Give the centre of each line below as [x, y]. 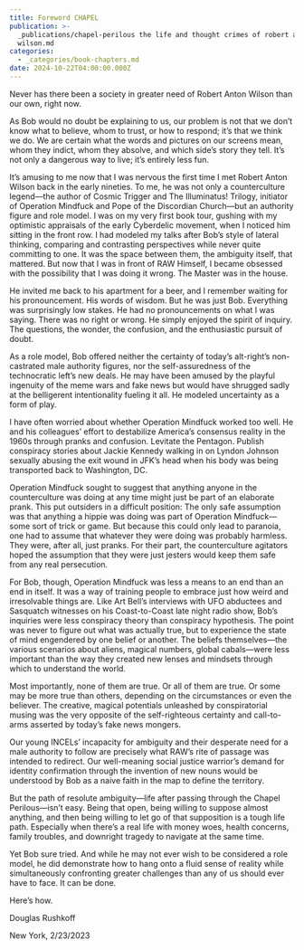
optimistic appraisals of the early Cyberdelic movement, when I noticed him [150, 225]
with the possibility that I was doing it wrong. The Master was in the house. [149, 273]
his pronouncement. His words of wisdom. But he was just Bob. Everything [148, 300]
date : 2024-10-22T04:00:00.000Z [70, 69]
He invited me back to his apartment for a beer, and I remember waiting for [148, 290]
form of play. [33, 404]
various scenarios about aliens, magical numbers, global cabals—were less [149, 649]
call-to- [268, 715]
